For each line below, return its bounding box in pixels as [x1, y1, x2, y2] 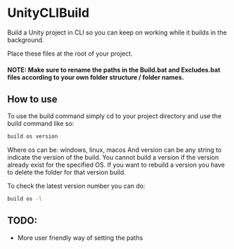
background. [7, 35, 44, 44]
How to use [7, 93, 58, 105]
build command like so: [7, 120, 74, 128]
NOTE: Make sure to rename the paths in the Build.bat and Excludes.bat [7, 65, 221, 74]
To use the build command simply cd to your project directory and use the [7, 112, 222, 120]
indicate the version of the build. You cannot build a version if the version [7, 153, 219, 162]
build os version [7, 133, 58, 140]
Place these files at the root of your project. [7, 49, 134, 58]
